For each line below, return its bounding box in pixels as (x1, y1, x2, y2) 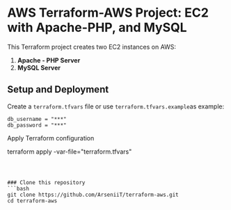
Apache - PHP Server (17, 56, 81, 64)
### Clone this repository (7, 179, 86, 186)
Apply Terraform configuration (7, 134, 95, 142)
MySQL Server (17, 63, 61, 72)
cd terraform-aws (7, 197, 58, 204)
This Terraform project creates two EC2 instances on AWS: (7, 42, 176, 51)
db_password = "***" (7, 122, 67, 129)
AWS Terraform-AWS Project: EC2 (7, 5, 209, 21)
